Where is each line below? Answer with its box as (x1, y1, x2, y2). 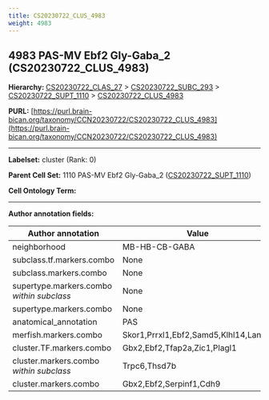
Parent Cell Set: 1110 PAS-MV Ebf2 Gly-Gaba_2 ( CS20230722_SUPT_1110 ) (8, 170, 252, 180)
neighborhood (12, 242, 66, 253)
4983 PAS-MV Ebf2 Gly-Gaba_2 (8, 49, 171, 62)
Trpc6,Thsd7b (122, 361, 177, 372)
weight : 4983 (8, 19, 52, 27)
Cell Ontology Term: (8, 186, 77, 196)
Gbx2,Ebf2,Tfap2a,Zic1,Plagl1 (122, 342, 238, 354)
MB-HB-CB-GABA (122, 242, 195, 253)
